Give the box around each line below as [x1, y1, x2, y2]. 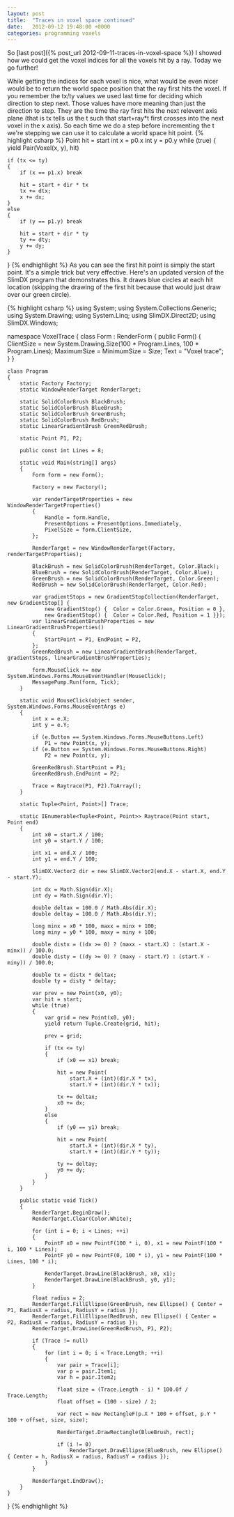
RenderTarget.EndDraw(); [32, 1478, 104, 1485]
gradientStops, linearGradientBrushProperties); [7, 654, 151, 662]
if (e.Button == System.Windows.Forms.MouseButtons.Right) [32, 746, 208, 753]
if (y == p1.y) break [19, 218, 82, 225]
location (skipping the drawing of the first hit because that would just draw [7, 283, 221, 291]
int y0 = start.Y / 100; [32, 838, 104, 845]
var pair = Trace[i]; [56, 1362, 120, 1369]
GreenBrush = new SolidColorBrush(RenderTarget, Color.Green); [32, 576, 219, 583]
